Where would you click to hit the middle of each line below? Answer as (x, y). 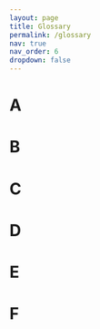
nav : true (28, 43)
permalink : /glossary (50, 35)
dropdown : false (40, 60)
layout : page (34, 18)
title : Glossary (40, 26)
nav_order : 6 (34, 52)
